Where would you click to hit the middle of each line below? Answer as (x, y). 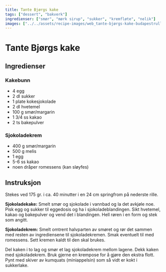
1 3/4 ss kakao (27, 117)
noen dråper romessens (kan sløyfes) (50, 167)
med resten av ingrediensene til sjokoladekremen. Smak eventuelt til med (80, 235)
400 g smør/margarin (34, 146)
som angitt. (17, 220)
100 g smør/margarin (34, 112)
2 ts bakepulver (28, 123)
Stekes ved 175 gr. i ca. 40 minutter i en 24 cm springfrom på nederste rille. (82, 195)
